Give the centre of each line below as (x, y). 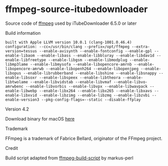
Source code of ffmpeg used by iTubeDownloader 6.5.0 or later (71, 23)
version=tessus (21, 51)
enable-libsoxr (21, 77)
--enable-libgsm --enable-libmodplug (88, 60)
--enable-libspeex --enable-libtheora (80, 77)
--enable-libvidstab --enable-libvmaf (71, 82)
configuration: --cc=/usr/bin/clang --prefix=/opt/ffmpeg (67, 46)
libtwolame (17, 82)
